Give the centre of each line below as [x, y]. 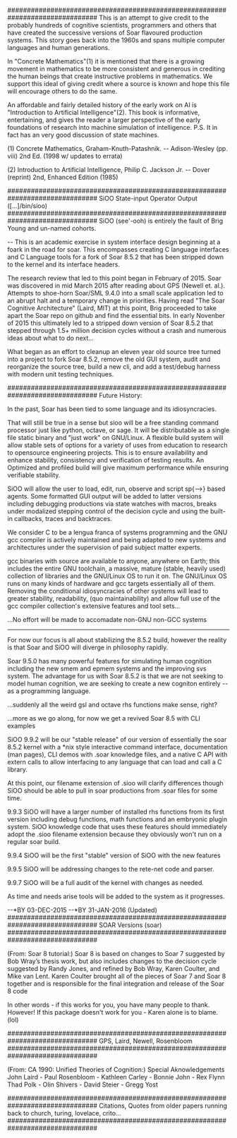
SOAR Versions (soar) [130, 925]
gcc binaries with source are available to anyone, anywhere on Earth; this [114, 561]
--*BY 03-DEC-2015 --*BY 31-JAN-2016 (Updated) [82, 910]
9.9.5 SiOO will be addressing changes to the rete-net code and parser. [111, 869]
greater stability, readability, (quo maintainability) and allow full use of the [114, 598]
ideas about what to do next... [50, 338]
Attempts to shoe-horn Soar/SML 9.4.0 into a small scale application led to [115, 293]
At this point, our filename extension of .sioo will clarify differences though [115, 783]
